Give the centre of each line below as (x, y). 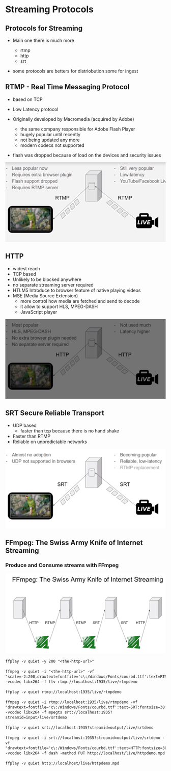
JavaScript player (39, 312)
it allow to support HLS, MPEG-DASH (59, 306)
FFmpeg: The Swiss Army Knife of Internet (74, 542)
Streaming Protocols (50, 9)
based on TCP (27, 99)
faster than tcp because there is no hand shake (70, 431)
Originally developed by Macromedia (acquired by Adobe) (73, 119)
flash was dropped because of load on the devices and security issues (87, 155)
